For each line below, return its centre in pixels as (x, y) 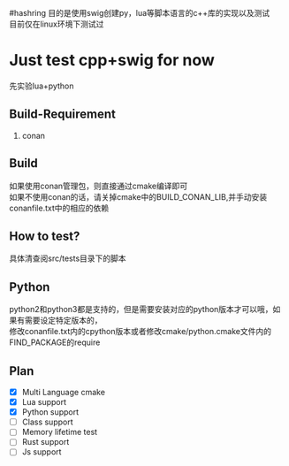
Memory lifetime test (60, 432)
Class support (47, 422)
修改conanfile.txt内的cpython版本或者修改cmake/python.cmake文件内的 (141, 332)
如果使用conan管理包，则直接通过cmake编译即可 (99, 186)
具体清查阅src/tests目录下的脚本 (68, 258)
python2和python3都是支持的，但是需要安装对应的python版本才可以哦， (141, 309)
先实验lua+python (42, 86)
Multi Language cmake (64, 392)
